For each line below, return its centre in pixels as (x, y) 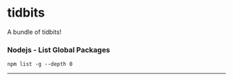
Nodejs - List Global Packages (59, 50)
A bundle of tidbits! (34, 32)
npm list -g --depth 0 (40, 64)
